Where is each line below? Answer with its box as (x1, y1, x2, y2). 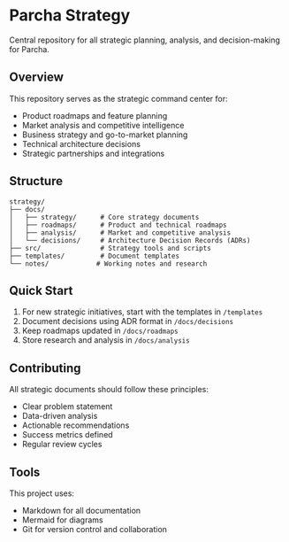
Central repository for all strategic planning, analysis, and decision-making (9, 35, 281, 45)
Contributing (9, 360, 81, 376)
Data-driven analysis (21, 411, 98, 422)
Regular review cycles (21, 439, 103, 450)
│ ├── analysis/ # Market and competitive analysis (9, 228, 232, 237)
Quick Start (9, 283, 73, 298)
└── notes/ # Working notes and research (9, 259, 208, 268)
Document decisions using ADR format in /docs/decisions (21, 316, 234, 327)
